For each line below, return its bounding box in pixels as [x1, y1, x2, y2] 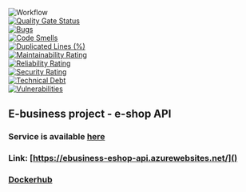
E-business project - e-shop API [8, 107, 172, 121]
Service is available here [8, 131, 105, 142]
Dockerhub [8, 174, 53, 186]
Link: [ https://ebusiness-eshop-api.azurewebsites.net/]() [8, 153, 238, 164]
